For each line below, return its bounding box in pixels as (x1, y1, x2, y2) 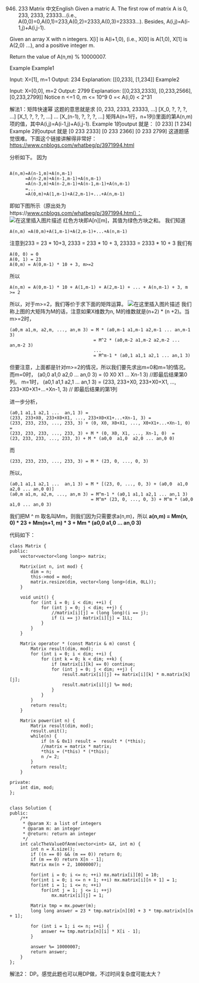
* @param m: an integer (22, 826, 81, 831)
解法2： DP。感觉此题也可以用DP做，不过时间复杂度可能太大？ (9, 971, 162, 977)
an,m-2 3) (9, 342, 34, 348)
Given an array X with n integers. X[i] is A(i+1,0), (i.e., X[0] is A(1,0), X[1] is (9, 36, 188, 42)
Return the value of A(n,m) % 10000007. (9, 53, 107, 60)
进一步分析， (9, 398, 40, 405)
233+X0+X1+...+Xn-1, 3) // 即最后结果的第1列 (9, 386, 118, 392)
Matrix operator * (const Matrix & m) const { (20, 641, 136, 647)
